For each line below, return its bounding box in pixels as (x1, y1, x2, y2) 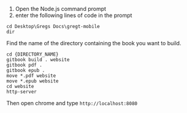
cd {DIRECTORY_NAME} (6, 51, 59, 57)
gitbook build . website (6, 57, 70, 63)
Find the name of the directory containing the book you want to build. (6, 40, 181, 46)
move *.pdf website (6, 73, 56, 79)
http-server (6, 89, 37, 95)
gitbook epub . (6, 67, 45, 73)
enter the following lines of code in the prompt (15, 12, 132, 19)
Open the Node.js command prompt (15, 5, 106, 12)
